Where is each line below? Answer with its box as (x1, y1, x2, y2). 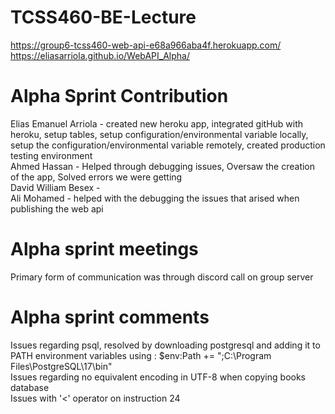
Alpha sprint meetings (10, 238, 199, 261)
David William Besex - (10, 181, 101, 193)
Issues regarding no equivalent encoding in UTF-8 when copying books (10, 371, 306, 383)
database (10, 381, 50, 393)
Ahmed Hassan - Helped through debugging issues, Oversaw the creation (10, 160, 316, 172)
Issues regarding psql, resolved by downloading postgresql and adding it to (10, 339, 321, 351)
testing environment (10, 149, 93, 161)
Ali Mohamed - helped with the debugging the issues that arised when (10, 192, 300, 204)
